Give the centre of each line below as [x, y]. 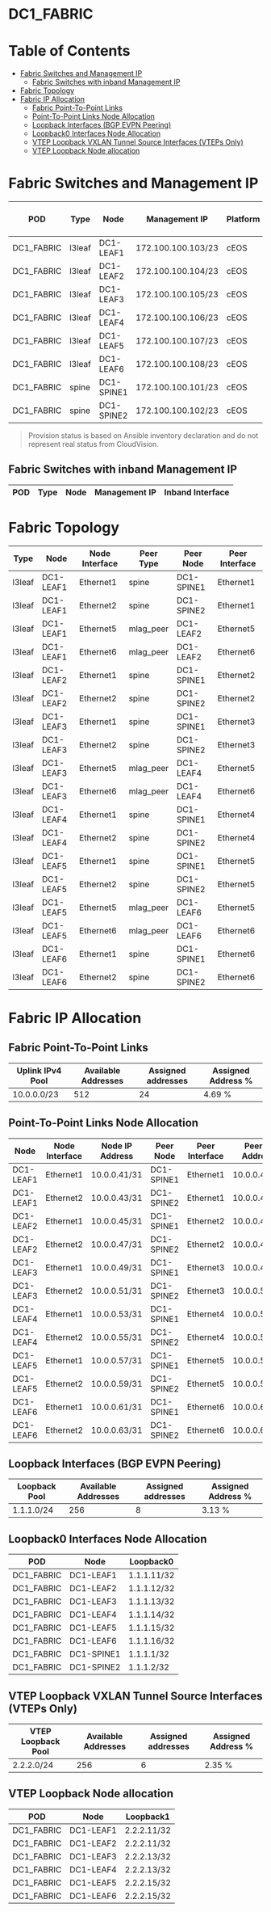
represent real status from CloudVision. [93, 444]
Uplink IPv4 [39, 1070]
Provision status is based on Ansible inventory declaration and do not [143, 436]
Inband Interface [197, 492]
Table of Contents [69, 51]
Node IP [117, 1146]
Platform [243, 219]
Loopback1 [148, 1817]
